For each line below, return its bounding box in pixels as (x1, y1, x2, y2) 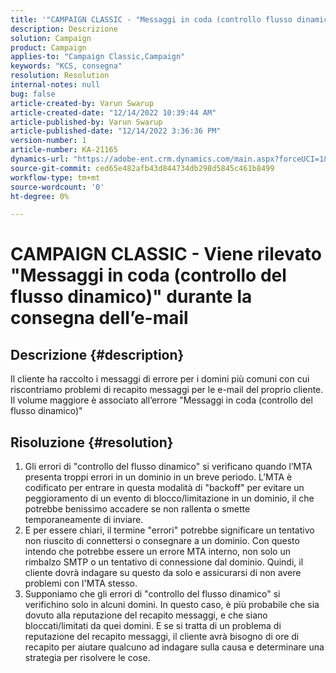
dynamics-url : (10, 154, 70, 164)
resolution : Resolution (10, 71, 110, 81)
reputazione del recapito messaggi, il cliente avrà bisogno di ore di (24, 631, 300, 643)
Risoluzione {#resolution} (10, 434, 174, 451)
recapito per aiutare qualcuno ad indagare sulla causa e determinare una (24, 641, 325, 653)
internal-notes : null (10, 80, 101, 90)
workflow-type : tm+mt (10, 172, 101, 183)
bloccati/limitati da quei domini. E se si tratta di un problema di (24, 620, 282, 632)
